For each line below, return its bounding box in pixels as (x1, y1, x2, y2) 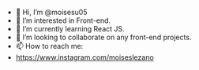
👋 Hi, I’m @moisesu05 (15, 8, 88, 17)
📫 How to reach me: (15, 42, 84, 50)
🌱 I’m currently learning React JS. (15, 24, 125, 33)
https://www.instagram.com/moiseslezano (15, 53, 154, 62)
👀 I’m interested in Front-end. (15, 16, 111, 25)
